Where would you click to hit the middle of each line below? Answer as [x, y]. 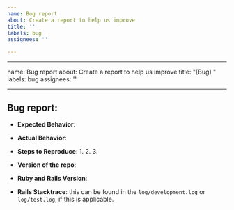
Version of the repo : [47, 165]
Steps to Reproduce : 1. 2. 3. [57, 151]
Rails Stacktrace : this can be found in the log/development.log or [111, 191]
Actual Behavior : [42, 138]
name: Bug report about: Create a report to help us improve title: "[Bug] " [112, 72]
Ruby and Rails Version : [52, 178]
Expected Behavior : [46, 124]
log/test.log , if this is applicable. [65, 199]
